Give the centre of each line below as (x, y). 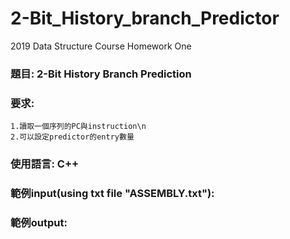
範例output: (39, 222)
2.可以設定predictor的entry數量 (72, 137)
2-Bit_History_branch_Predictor (145, 18)
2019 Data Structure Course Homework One (101, 46)
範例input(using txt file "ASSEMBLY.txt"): (112, 193)
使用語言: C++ (45, 164)
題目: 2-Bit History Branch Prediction (101, 74)
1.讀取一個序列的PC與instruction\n (78, 127)
